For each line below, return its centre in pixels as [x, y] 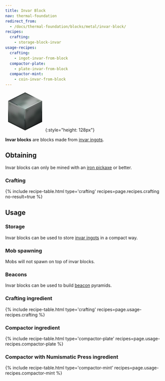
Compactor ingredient [32, 327]
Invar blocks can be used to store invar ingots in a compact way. [71, 238]
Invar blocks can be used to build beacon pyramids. [58, 285]
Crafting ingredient [29, 298]
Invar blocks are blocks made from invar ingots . [54, 140]
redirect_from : [21, 21]
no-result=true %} [24, 197]
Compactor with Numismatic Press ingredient [62, 357]
